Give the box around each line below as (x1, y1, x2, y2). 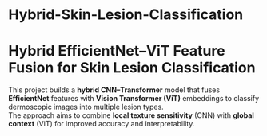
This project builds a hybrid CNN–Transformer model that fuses (8, 85, 221, 95)
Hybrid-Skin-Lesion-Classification (8, 6, 244, 24)
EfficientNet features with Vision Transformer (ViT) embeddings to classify (8, 94, 260, 103)
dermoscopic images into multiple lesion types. (8, 102, 164, 112)
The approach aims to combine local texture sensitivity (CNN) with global (8, 111, 254, 120)
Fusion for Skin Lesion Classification (8, 59, 256, 77)
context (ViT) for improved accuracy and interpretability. (8, 119, 195, 129)
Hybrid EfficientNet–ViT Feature (8, 42, 225, 60)
